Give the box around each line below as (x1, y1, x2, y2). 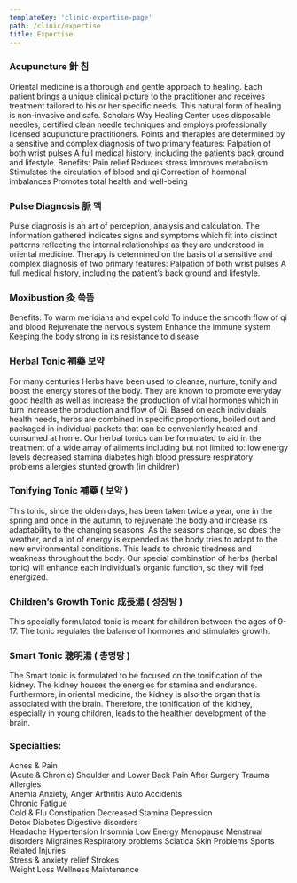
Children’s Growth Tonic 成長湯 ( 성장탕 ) (9, 595, 184, 607)
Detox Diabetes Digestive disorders (9, 816, 138, 827)
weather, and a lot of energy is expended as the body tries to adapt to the (9, 534, 277, 544)
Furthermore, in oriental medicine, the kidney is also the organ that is (9, 689, 261, 700)
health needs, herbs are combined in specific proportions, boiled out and (9, 413, 277, 424)
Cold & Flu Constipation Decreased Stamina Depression (9, 807, 213, 818)
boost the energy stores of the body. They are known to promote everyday (9, 385, 282, 396)
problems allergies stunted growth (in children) (9, 461, 180, 471)
